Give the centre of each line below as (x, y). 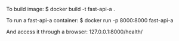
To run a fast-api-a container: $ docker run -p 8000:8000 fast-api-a (90, 20)
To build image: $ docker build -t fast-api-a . (61, 9)
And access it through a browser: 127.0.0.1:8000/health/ (75, 32)
